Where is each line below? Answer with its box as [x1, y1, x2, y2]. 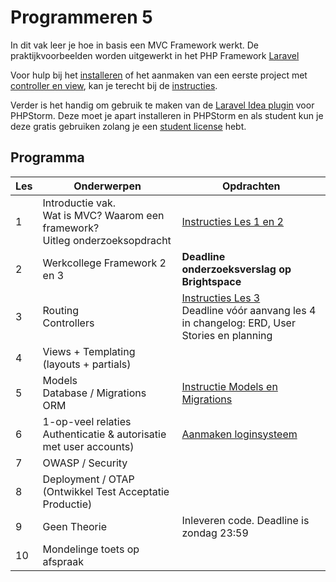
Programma [10, 149, 85, 166]
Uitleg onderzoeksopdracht [42, 233, 172, 247]
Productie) [42, 497, 93, 511]
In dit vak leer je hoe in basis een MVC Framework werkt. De [10, 39, 259, 51]
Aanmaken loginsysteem [181, 427, 298, 441]
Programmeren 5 [10, 6, 153, 29]
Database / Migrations [42, 386, 147, 400]
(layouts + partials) [42, 357, 132, 371]
